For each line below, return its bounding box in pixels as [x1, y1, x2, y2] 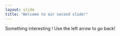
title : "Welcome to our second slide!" [5, 12, 88, 17]
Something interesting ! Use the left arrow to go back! [5, 25, 115, 31]
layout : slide [5, 7, 35, 12]
